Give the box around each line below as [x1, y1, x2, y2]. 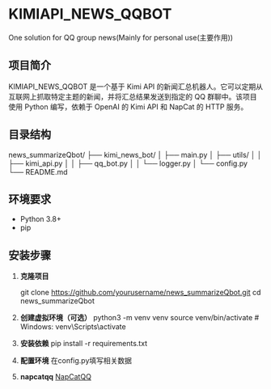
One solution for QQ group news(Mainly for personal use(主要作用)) [8, 32, 233, 42]
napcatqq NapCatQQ [19, 372, 91, 382]
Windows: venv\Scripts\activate [19, 322, 127, 332]
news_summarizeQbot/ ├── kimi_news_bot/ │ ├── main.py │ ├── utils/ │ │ [8, 150, 263, 159]
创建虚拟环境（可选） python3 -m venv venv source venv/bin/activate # [19, 313, 260, 323]
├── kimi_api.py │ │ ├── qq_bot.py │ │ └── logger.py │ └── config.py [8, 159, 248, 168]
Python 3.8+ [19, 214, 62, 224]
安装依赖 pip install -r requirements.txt [19, 339, 148, 349]
